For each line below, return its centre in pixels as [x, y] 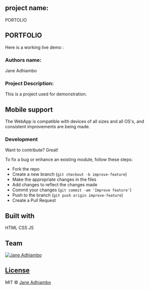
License [17, 271]
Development [22, 139]
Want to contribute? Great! [32, 150]
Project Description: [29, 83]
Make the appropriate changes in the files [54, 179]
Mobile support [29, 109]
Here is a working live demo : [35, 47]
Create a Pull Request [34, 201]
